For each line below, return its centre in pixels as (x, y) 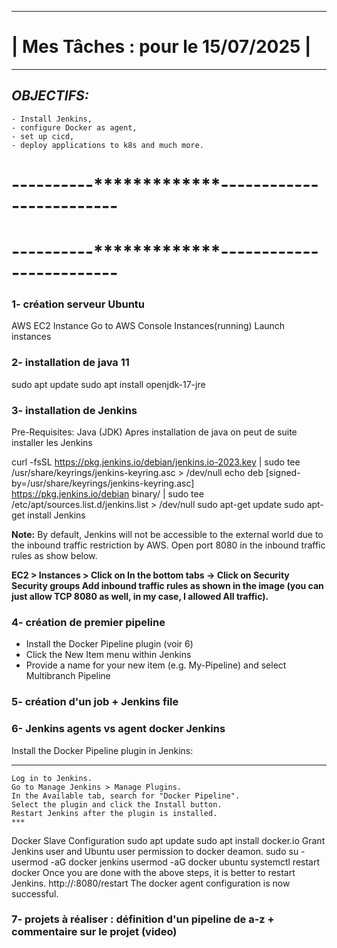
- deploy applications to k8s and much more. (107, 145)
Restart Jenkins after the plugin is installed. (114, 813)
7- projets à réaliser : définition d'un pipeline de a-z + (143, 919)
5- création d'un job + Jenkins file (95, 702)
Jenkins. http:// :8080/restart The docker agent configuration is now (151, 883)
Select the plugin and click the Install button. (117, 804)
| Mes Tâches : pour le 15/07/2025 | (161, 47)
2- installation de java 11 (70, 363)
